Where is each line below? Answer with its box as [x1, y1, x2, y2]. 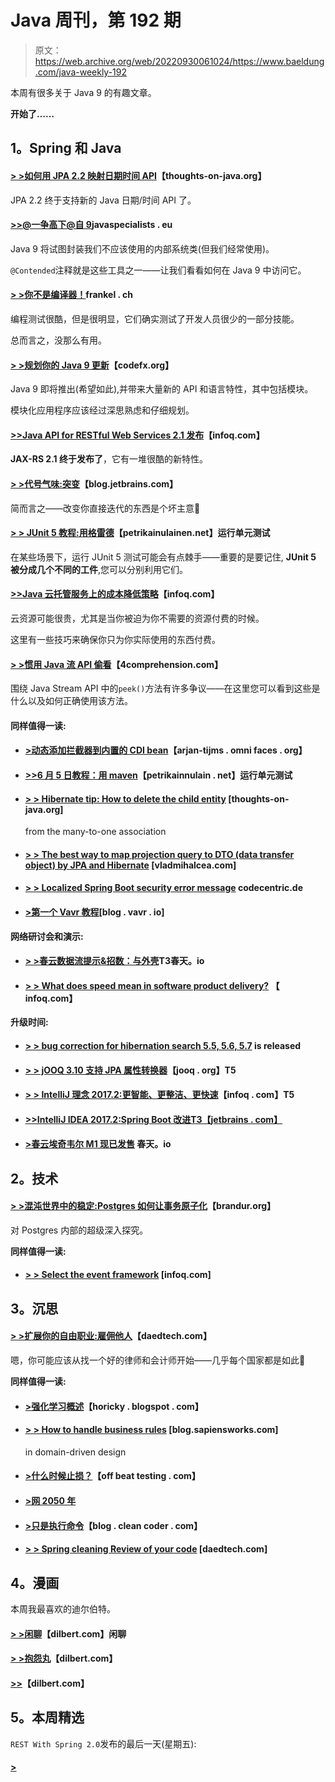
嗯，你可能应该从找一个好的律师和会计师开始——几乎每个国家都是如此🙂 [10, 1354, 306, 1366]
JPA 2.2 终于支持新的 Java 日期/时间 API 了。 [10, 194, 197, 206]
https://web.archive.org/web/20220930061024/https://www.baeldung [34, 55, 325, 67]
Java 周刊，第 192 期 [10, 9, 182, 32]
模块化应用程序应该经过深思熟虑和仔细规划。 [10, 404, 195, 416]
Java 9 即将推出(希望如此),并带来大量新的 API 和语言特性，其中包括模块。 [10, 383, 314, 395]
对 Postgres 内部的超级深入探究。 [10, 1224, 149, 1236]
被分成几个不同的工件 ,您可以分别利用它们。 [10, 563, 189, 575]
